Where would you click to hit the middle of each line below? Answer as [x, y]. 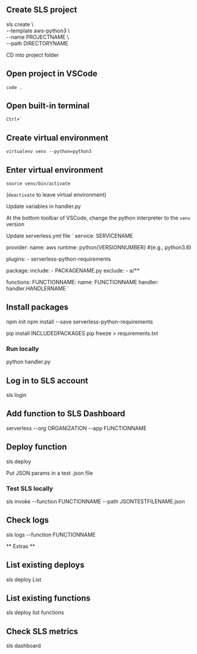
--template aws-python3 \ [38, 30]
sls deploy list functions [35, 613]
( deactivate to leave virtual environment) [56, 195]
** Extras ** [21, 546]
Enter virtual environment [55, 170]
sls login [16, 395]
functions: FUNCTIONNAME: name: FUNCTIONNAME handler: [82, 282]
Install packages [37, 307]
